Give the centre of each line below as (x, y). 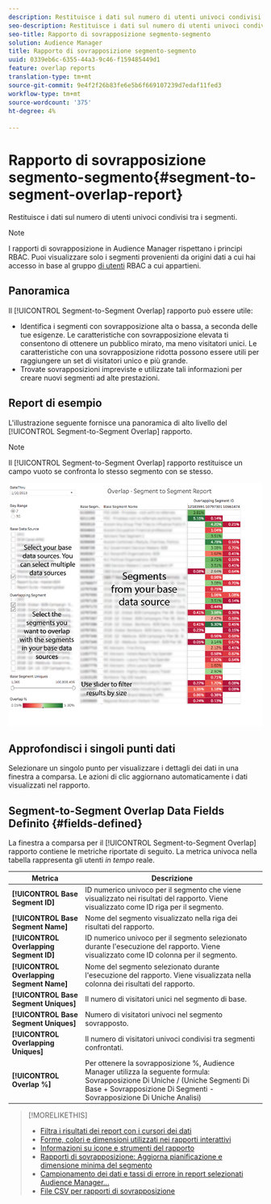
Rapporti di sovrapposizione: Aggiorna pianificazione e (131, 1157)
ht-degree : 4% (32, 111)
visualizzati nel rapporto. (49, 785)
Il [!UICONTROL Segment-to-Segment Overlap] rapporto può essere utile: (131, 311)
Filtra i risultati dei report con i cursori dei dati (116, 1131)
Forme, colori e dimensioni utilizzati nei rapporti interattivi (135, 1139)
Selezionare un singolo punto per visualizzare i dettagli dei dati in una (124, 768)
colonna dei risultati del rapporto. (140, 983)
